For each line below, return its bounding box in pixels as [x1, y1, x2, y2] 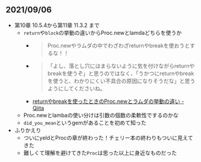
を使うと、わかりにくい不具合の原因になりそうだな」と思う [47, 77, 196, 84]
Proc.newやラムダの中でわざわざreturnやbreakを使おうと [47, 42, 190, 49]
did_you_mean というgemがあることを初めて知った [23, 119, 147, 126]
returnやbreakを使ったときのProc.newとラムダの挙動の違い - [32, 98, 185, 105]
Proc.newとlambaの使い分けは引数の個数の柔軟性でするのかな [23, 111, 179, 119]
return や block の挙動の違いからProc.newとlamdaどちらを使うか [23, 29, 182, 36]
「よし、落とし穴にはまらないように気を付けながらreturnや [47, 62, 195, 69]
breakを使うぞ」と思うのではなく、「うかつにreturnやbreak [47, 69, 194, 77]
